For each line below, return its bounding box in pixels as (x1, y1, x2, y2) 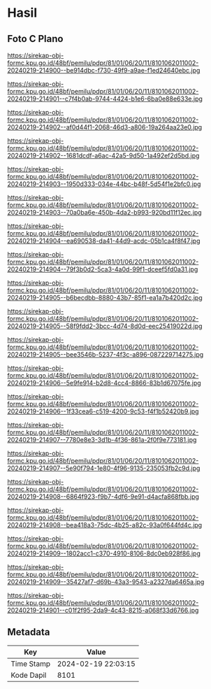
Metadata (7, 626, 50, 638)
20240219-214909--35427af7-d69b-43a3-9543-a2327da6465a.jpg (7, 578, 205, 585)
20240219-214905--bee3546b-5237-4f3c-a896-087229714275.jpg (7, 350, 204, 358)
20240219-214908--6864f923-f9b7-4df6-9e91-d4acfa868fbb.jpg (7, 492, 199, 501)
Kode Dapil (10, 670, 47, 680)
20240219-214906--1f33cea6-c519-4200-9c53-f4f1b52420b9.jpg (7, 407, 199, 415)
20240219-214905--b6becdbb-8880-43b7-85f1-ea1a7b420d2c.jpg (7, 294, 203, 301)
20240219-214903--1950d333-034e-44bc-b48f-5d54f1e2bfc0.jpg (7, 180, 201, 188)
